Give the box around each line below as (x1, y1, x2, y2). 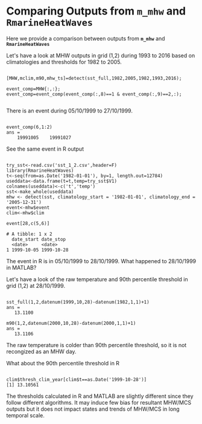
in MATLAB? (6, 264, 37, 271)
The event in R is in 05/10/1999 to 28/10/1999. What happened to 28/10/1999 (6, 257, 197, 264)
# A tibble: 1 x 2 (6, 231, 52, 237)
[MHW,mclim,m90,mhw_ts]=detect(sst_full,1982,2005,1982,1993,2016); (6, 75, 182, 81)
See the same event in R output (6, 145, 84, 152)
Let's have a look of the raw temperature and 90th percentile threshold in (6, 275, 188, 282)
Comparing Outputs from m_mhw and (6, 4, 186, 18)
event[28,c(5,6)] (6, 220, 50, 226)
